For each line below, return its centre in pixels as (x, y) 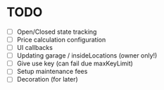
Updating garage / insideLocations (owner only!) (87, 56)
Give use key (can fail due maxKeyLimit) (75, 63)
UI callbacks (35, 48)
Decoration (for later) (47, 79)
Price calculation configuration (61, 40)
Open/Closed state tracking (57, 32)
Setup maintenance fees (52, 72)
